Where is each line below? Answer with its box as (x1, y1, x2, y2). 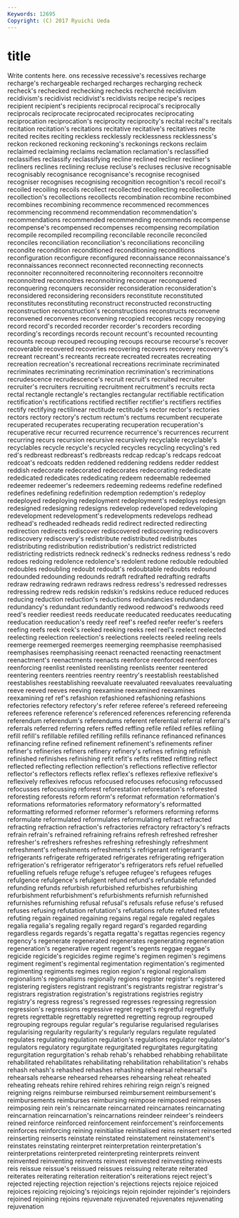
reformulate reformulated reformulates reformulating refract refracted (7, 815, 212, 824)
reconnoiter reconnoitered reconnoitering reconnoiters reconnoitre (7, 269, 203, 277)
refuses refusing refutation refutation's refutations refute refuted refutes (7, 907, 220, 915)
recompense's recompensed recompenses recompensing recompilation (7, 223, 220, 232)
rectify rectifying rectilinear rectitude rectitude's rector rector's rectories (7, 405, 220, 414)
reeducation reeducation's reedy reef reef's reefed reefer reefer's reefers (7, 618, 223, 627)
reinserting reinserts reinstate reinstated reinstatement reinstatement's (7, 1134, 215, 1143)
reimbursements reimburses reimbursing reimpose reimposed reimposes (7, 1096, 222, 1104)
